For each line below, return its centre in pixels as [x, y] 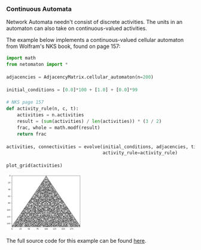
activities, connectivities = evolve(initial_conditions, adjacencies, [97, 147]
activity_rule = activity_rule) [140, 153]
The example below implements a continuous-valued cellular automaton [95, 40]
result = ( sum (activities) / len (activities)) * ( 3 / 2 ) [89, 122]
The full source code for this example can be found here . [76, 241]
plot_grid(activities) [34, 166]
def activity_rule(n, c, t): [42, 109]
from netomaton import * [37, 65]
